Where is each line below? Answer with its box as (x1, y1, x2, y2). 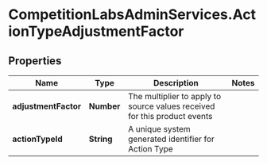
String (88, 133, 113, 144)
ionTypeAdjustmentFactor (8, 22, 184, 40)
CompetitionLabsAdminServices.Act (8, 6, 257, 24)
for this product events (128, 111, 213, 121)
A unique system (128, 124, 191, 134)
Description (153, 78, 199, 88)
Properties (8, 54, 62, 67)
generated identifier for (128, 133, 215, 144)
